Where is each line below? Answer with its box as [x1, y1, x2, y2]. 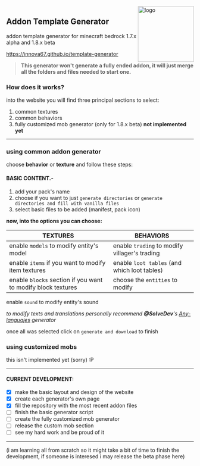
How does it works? [6, 83, 64, 91]
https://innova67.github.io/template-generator [6, 50, 118, 57]
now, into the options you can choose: [6, 217, 102, 224]
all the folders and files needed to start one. [20, 68, 132, 75]
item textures [9, 266, 46, 274]
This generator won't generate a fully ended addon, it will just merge [20, 62, 194, 69]
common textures [14, 108, 58, 115]
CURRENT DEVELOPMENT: [6, 375, 74, 383]
